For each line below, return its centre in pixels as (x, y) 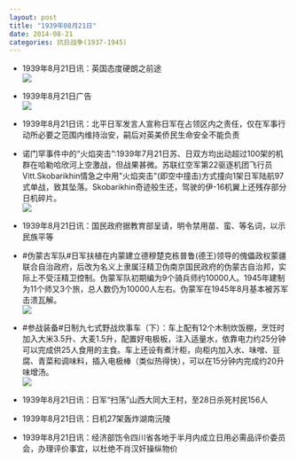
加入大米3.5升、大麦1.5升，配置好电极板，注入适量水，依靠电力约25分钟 (154, 339)
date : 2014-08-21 (41, 34)
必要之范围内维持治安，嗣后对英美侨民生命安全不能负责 (139, 135)
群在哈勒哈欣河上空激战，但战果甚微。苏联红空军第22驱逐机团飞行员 (147, 165)
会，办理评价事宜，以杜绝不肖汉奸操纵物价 (100, 449)
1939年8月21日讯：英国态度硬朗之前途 (92, 68)
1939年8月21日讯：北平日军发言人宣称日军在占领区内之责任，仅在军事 (150, 124)
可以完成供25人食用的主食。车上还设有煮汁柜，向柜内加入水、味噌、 (147, 350)
